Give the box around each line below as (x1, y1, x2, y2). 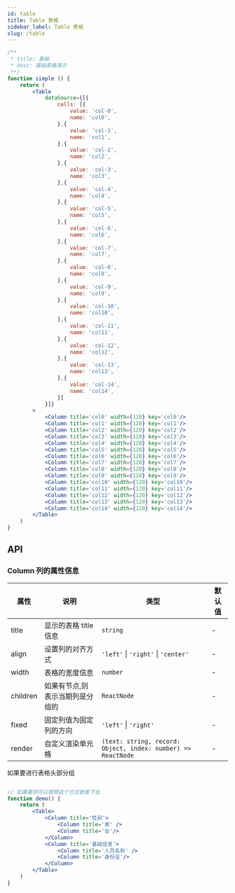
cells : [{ (57, 101, 86, 109)
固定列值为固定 (44, 715, 94, 725)
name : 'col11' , (69, 328, 114, 336)
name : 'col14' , (69, 387, 114, 394)
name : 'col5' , (69, 212, 111, 219)
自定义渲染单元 (44, 738, 94, 748)
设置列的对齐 (44, 644, 87, 653)
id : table (7, 10, 36, 18)
